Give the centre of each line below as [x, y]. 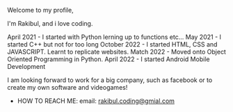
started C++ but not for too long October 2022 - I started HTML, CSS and [112, 44]
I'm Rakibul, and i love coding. [50, 23]
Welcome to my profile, [41, 10]
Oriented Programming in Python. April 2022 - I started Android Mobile [109, 59]
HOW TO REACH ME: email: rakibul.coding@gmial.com [96, 101]
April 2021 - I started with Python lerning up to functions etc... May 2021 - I [114, 37]
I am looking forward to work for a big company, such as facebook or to [110, 80]
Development [26, 66]
